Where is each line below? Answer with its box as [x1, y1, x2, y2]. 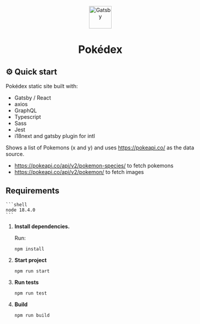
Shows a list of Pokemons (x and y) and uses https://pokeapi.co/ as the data [5, 144, 195, 151]
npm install [14, 246, 44, 252]
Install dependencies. [14, 223, 70, 230]
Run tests [14, 278, 39, 286]
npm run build [14, 312, 50, 318]
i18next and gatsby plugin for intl [14, 133, 95, 139]
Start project [14, 256, 47, 263]
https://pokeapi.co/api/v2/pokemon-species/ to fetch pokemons [14, 162, 174, 169]
